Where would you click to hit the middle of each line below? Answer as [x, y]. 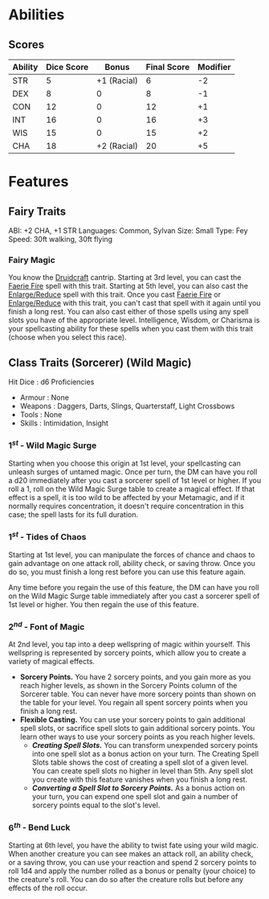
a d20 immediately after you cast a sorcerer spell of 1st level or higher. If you [135, 480]
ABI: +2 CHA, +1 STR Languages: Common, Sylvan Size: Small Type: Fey [128, 230]
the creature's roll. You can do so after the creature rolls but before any [126, 880]
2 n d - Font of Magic [47, 626]
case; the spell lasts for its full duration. [73, 514]
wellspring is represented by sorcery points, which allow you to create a [127, 653]
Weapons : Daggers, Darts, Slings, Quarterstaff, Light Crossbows [127, 406]
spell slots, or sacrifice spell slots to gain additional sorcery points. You [137, 729]
